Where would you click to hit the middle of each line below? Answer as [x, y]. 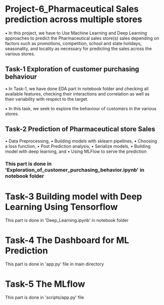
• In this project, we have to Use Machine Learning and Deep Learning [76, 33]
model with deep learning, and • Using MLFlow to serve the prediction [76, 151]
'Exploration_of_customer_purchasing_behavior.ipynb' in [75, 170]
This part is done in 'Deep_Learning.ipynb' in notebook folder [67, 220]
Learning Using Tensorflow [61, 207]
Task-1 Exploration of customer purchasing [72, 69]
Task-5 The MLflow [45, 284]
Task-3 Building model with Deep [74, 196]
